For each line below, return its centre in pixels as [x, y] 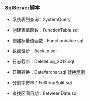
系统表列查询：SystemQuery [41, 20]
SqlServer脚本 [22, 7]
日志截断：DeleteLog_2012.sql [43, 62]
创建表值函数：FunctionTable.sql [45, 30]
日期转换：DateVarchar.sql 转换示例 [48, 72]
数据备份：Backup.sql [34, 51]
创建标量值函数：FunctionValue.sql [48, 41]
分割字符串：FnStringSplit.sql [42, 83]
